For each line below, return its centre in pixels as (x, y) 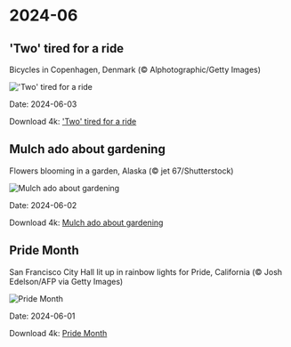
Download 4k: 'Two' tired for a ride (73, 121)
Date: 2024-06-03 (43, 104)
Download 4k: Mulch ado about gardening (86, 222)
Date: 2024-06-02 (43, 205)
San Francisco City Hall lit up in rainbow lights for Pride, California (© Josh (146, 271)
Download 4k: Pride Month (58, 333)
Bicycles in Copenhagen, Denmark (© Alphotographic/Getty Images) (135, 69)
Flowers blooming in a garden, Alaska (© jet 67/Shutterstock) (121, 171)
